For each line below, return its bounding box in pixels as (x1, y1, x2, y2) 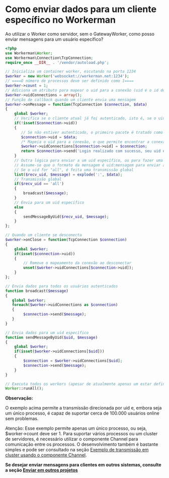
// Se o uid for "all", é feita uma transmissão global (14, 167, 134, 172)
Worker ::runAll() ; (5, 386, 44, 391)
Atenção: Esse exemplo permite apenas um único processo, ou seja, (5, 425, 147, 431)
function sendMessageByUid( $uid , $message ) (5, 335, 98, 340)
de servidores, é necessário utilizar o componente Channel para (5, 436, 138, 442)
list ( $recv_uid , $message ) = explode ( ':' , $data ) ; (14, 172, 123, 177)
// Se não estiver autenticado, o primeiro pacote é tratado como (21, 130, 163, 135)
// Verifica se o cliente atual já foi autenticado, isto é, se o (14, 116, 156, 121)
